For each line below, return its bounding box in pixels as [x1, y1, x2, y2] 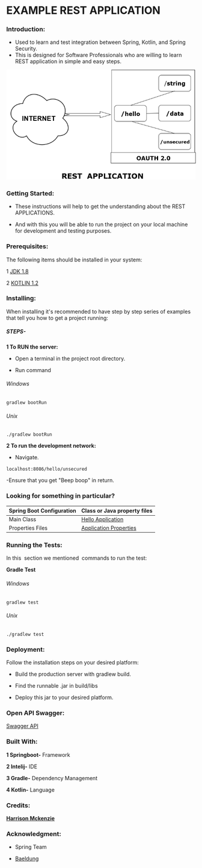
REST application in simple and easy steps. [14, 58, 122, 65]
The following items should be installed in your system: [6, 256, 142, 263]
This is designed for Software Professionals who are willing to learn [14, 52, 182, 59]
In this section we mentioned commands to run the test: [6, 554, 147, 562]
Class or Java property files [81, 507, 153, 514]
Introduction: [6, 25, 46, 34]
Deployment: [6, 645, 45, 653]
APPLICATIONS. [14, 209, 55, 216]
